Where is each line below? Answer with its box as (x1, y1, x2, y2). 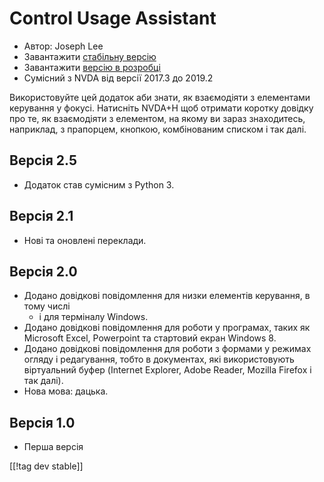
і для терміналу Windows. (38, 311, 149, 323)
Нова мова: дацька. (23, 385, 109, 397)
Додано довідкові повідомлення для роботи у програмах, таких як (23, 322, 311, 334)
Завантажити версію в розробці (23, 61, 161, 73)
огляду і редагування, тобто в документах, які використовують (23, 353, 295, 366)
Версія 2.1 (9, 208, 74, 225)
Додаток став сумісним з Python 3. (23, 178, 175, 191)
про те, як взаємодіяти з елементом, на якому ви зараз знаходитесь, (9, 112, 306, 124)
